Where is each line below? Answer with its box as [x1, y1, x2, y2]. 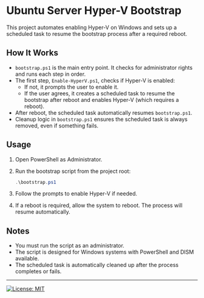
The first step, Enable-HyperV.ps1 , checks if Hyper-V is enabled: [15, 76, 175, 84]
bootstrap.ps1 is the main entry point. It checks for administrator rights [15, 64, 193, 71]
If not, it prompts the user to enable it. [24, 83, 119, 90]
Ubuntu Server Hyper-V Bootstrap [6, 4, 182, 18]
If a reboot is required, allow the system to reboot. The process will [15, 201, 183, 209]
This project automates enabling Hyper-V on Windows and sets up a [6, 24, 177, 31]
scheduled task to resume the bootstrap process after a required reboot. [6, 30, 188, 37]
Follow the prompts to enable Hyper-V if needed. [15, 190, 138, 197]
